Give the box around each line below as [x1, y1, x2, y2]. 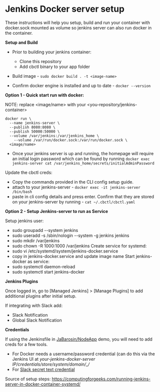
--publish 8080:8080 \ [9, 125, 56, 130]
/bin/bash [12, 189, 33, 194]
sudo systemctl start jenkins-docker [12, 269, 85, 275]
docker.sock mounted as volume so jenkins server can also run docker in [5, 24, 152, 30]
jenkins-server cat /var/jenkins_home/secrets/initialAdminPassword [12, 161, 155, 166]
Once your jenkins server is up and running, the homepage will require [12, 150, 154, 156]
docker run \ [5, 116, 32, 121]
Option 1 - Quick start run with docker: [5, 92, 84, 98]
